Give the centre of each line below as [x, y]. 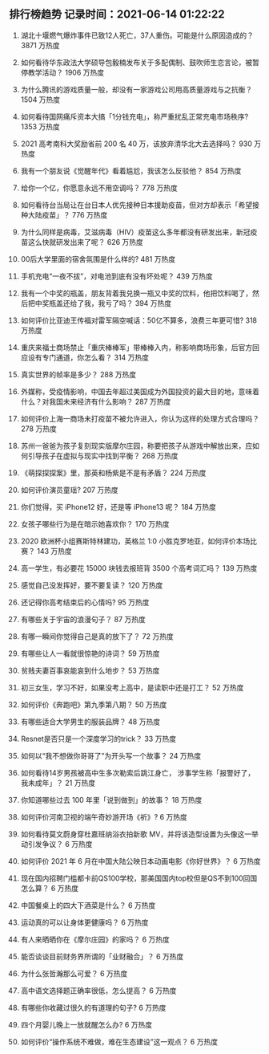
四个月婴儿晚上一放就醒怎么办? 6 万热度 [86, 1024]
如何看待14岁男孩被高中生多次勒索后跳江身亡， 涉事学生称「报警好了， [138, 772]
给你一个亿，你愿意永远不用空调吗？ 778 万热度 [99, 188]
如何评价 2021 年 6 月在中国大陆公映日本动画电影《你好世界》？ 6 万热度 [141, 861]
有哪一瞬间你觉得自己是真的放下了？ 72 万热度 [97, 636]
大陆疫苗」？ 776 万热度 [68, 214]
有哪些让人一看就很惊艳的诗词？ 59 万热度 [90, 653]
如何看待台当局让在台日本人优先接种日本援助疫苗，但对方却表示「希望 [137, 205]
